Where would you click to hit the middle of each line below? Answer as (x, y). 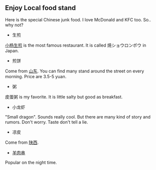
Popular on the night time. (31, 162)
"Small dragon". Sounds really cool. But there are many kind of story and (78, 117)
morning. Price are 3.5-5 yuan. (36, 76)
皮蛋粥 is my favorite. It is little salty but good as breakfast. (64, 97)
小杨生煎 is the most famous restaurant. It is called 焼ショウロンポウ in (76, 45)
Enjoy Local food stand (40, 8)
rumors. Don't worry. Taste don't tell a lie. (47, 122)
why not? (14, 25)
